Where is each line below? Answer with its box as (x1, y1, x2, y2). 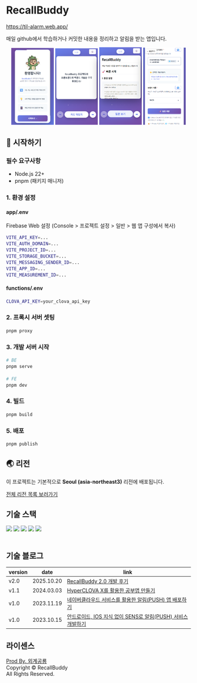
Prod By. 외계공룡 (6, 658, 47, 664)
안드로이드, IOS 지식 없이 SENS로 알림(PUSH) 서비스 (67, 612, 188, 620)
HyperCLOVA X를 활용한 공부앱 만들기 (67, 587, 155, 594)
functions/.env (6, 284, 43, 292)
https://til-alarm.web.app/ (6, 23, 69, 30)
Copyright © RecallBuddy (6, 664, 68, 671)
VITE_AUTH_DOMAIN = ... (6, 241, 59, 247)
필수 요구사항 (6, 156, 41, 165)
